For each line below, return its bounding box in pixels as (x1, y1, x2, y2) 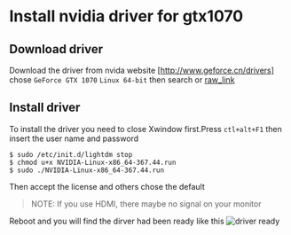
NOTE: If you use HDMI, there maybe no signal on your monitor (30, 198, 262, 209)
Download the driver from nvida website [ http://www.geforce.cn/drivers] (9, 65, 275, 75)
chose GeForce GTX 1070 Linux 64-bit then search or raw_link (9, 74, 235, 85)
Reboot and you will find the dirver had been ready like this (9, 215, 224, 226)
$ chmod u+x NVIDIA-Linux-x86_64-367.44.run (9, 158, 177, 167)
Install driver (9, 100, 81, 115)
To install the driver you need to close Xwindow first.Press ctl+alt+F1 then (9, 123, 282, 134)
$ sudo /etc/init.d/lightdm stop (9, 150, 133, 159)
